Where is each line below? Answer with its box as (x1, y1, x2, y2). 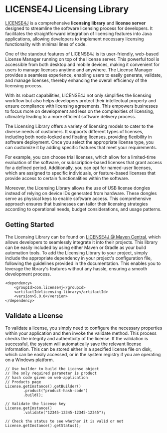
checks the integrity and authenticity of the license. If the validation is (5, 335, 149, 341)
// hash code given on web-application (5, 375, 88, 380)
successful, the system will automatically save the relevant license (5, 341, 142, 347)
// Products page (5, 379, 41, 385)
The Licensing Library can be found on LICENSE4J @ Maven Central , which (5, 233, 161, 240)
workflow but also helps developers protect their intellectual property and (5, 97, 156, 103)
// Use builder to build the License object (5, 366, 99, 371)
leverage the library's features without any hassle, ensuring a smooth (5, 265, 148, 271)
